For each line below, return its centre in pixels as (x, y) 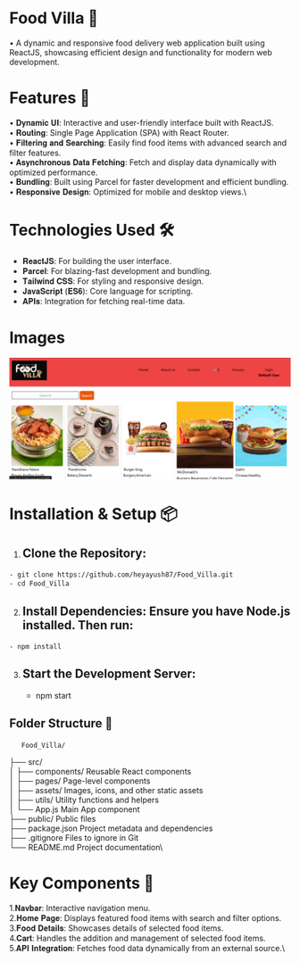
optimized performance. (54, 172)
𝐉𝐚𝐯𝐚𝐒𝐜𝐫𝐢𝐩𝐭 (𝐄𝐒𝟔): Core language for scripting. (108, 291)
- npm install (36, 647)
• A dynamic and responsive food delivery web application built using (137, 43)
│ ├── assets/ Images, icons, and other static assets (106, 790)
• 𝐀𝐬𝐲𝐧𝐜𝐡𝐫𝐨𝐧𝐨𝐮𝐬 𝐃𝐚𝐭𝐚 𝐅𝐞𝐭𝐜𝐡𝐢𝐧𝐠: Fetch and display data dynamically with (143, 162)
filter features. (35, 153)
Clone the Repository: (84, 553)
